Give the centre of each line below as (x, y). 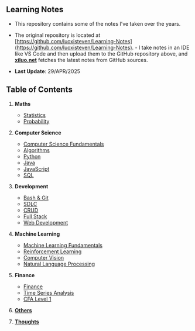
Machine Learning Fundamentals (63, 245)
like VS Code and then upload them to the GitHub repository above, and (101, 54)
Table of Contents (40, 90)
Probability (36, 121)
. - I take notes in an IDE (161, 47)
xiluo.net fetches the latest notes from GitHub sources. (81, 60)
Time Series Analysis (49, 292)
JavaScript (36, 168)
